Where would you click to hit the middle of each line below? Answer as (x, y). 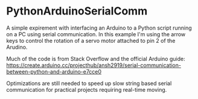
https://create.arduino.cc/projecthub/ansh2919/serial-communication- (94, 65)
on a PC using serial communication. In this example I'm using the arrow (96, 34)
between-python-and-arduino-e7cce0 (54, 71)
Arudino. (17, 47)
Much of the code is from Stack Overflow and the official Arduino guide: (96, 59)
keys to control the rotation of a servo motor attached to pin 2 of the (91, 40)
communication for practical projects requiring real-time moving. (87, 89)
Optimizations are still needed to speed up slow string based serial (89, 83)
